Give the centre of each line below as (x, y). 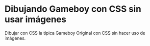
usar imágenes (36, 19)
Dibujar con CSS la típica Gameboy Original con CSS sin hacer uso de (75, 33)
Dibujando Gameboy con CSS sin (73, 9)
